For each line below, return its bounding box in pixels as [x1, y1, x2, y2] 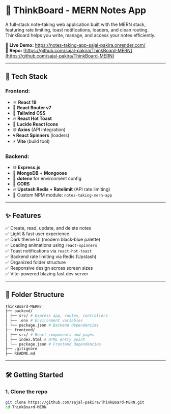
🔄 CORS [12, 180, 30, 187]
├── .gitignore [5, 346, 38, 352]
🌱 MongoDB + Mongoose [12, 170, 67, 176]
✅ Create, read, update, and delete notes [5, 225, 92, 231]
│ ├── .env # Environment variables [5, 318, 83, 323]
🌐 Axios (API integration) [12, 126, 66, 133]
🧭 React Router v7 [12, 104, 52, 111]
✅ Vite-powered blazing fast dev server [5, 270, 89, 276]
